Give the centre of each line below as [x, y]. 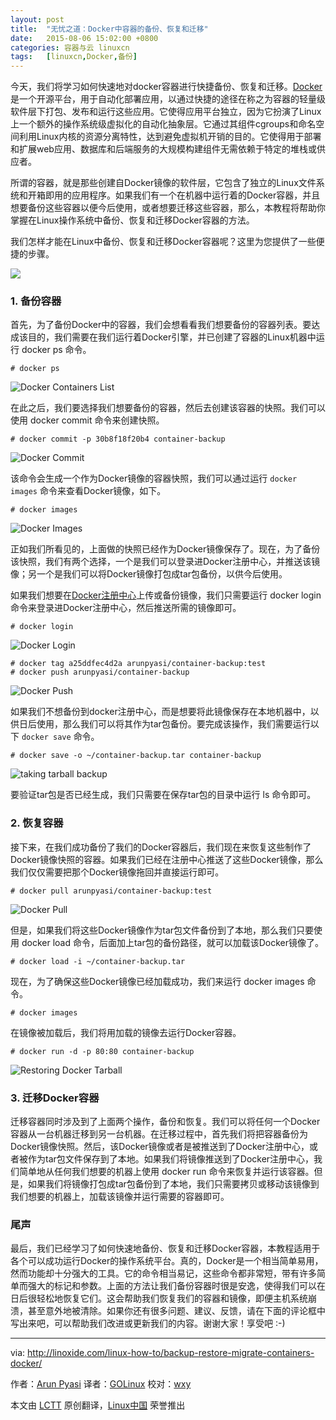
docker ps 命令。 [56, 350]
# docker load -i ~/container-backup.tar [98, 961]
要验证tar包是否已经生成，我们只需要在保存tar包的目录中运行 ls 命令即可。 [163, 795]
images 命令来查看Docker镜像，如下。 [88, 491]
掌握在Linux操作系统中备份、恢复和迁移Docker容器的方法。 [132, 220]
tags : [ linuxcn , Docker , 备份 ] [74, 57]
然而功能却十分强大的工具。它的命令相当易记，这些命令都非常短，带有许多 [163, 1273]
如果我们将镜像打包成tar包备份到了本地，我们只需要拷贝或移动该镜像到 [173, 1184]
